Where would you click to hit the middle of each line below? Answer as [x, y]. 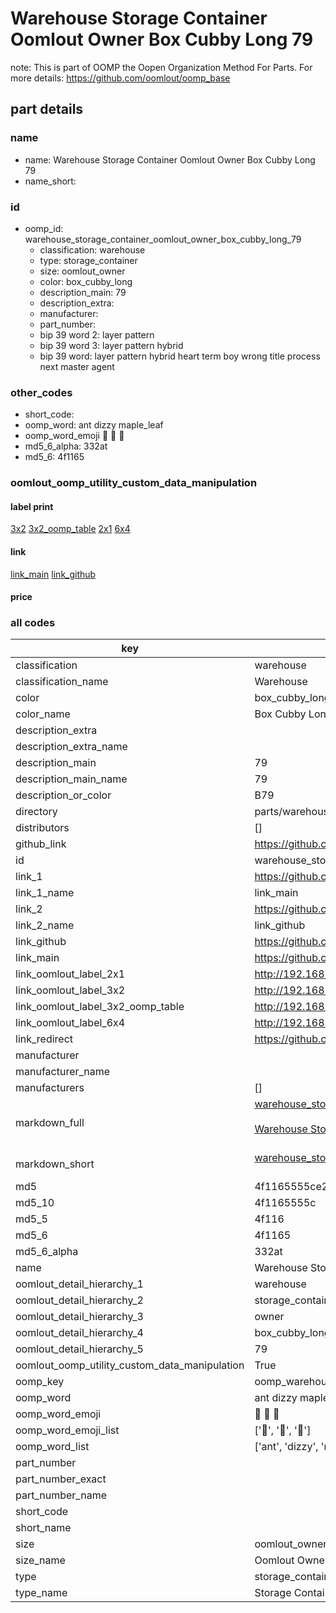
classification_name [62, 682]
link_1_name [45, 893]
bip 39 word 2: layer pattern [97, 334]
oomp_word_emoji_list [67, 1430]
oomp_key [40, 1382]
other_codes [41, 392]
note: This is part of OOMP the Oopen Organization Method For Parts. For [161, 67]
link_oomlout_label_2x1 [70, 974]
